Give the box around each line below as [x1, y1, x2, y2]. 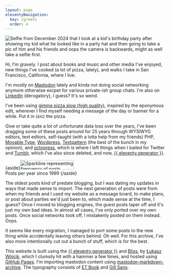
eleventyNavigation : [5, 12, 49, 17]
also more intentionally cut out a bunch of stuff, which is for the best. [5, 239, 149, 245]
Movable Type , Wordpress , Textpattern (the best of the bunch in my [5, 139, 147, 145]
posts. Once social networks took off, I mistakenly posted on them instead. [5, 212, 161, 218]
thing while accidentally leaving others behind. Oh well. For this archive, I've [5, 233, 163, 239]
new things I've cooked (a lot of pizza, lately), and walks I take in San [5, 67, 149, 73]
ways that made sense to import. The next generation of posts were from [5, 185, 158, 191]
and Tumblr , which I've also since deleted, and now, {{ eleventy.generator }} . [5, 150, 165, 156]
